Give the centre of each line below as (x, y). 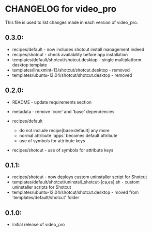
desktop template (30, 65)
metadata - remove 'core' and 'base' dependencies (63, 111)
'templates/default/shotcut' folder (46, 198)
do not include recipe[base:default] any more (64, 130)
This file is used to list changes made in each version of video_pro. (72, 22)
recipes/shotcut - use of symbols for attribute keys (63, 150)
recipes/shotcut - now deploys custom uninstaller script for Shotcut (79, 177)
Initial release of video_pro (38, 225)
